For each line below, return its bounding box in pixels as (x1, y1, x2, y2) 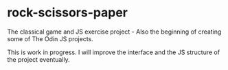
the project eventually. (7, 55, 70, 63)
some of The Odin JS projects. (7, 34, 94, 43)
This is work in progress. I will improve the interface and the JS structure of (7, 48, 220, 56)
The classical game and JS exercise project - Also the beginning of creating (7, 27, 222, 36)
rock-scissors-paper (7, 5, 128, 21)
